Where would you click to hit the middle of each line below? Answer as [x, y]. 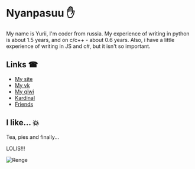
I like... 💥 [23, 123]
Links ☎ [22, 65]
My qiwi [24, 92]
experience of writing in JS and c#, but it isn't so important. [78, 46]
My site [24, 79]
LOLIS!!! [16, 148]
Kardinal [25, 97]
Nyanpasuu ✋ [41, 13]
